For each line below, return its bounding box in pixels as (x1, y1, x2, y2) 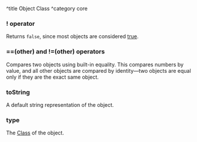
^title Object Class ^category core (6, 5, 88, 12)
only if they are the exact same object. (6, 73, 99, 80)
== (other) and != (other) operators (6, 48, 105, 56)
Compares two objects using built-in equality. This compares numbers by (6, 61, 184, 68)
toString (6, 88, 31, 96)
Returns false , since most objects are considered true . (6, 33, 139, 40)
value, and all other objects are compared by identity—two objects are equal (6, 67, 191, 74)
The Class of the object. (6, 129, 65, 137)
